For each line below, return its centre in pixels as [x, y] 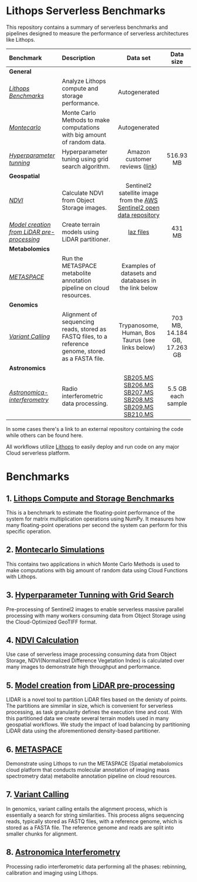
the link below [139, 288]
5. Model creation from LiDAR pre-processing [91, 685]
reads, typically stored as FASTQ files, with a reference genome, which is [94, 821]
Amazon [139, 151]
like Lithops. [21, 39]
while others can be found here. [45, 435]
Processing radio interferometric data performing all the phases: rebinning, [96, 866]
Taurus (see [139, 340]
